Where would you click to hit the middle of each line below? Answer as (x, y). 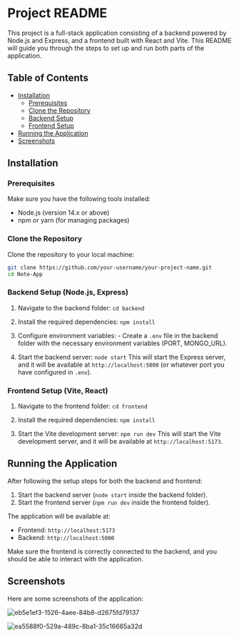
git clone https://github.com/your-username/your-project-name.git (110, 267)
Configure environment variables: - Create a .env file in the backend (118, 335)
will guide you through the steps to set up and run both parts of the (106, 48)
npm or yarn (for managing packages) (73, 220)
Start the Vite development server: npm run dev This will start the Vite (119, 434)
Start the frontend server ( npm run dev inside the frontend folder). (114, 502)
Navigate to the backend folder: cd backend (81, 307)
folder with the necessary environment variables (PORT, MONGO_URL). (122, 343)
